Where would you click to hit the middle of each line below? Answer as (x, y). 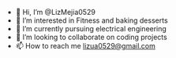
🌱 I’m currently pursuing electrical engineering (91, 29)
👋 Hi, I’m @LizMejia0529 (56, 12)
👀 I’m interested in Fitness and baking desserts (92, 20)
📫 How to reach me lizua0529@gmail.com (86, 46)
